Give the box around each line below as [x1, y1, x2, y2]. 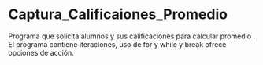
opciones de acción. [8, 48, 75, 57]
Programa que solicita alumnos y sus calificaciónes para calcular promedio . [8, 31, 256, 41]
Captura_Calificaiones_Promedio [8, 5, 228, 23]
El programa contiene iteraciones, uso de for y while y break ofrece [8, 39, 227, 49]
